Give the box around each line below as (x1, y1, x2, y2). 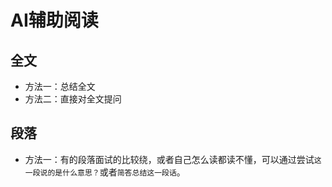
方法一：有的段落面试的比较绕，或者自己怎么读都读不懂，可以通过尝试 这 (24, 153, 322, 165)
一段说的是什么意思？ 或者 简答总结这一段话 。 (24, 166, 186, 178)
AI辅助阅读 (10, 9, 99, 32)
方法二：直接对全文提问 (24, 93, 122, 105)
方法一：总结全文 (24, 81, 96, 92)
